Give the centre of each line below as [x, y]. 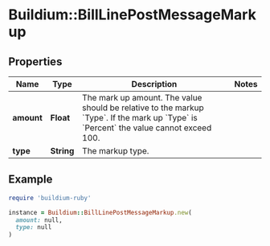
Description [154, 84]
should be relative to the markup [143, 108]
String [62, 151]
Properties [35, 61]
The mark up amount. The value [142, 98]
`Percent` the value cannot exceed [147, 128]
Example [31, 180]
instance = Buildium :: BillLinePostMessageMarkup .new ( [100, 212]
